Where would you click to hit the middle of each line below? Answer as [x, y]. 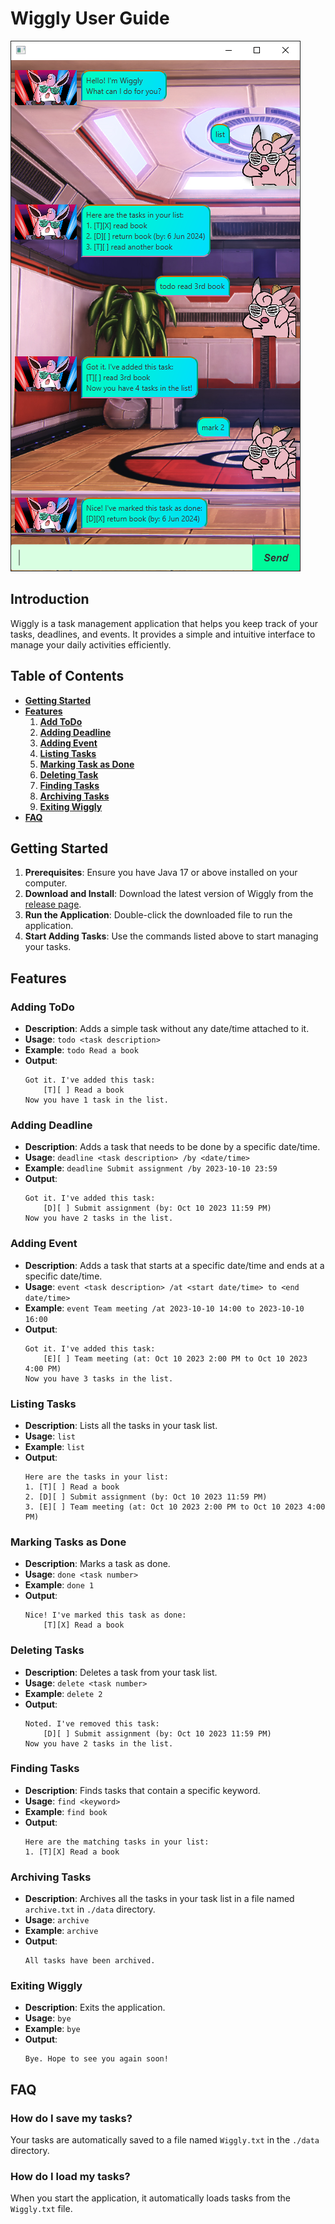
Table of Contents [67, 676]
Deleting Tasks [47, 1650]
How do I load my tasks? [70, 2177]
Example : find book [66, 1811]
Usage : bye [48, 2018]
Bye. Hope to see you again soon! [96, 2059]
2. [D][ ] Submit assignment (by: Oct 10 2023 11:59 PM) [146, 1497]
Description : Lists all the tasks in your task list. [121, 1425]
